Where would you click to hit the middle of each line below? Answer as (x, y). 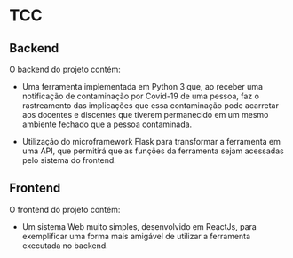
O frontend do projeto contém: (65, 209)
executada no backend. (65, 246)
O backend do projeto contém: (65, 69)
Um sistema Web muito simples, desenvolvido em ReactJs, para (139, 226)
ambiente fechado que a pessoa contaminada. (107, 124)
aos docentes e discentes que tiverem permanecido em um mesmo (145, 115)
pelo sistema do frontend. (69, 160)
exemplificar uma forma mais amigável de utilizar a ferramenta (136, 236)
